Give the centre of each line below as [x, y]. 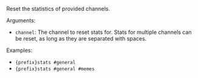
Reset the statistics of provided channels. [58, 9]
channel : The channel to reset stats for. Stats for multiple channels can [103, 32]
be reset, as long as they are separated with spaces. [81, 38]
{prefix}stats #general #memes [55, 69]
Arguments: [21, 20]
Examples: [19, 50]
